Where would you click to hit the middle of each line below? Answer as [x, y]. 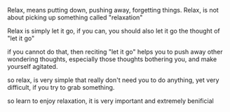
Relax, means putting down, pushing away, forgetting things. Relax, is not [113, 10]
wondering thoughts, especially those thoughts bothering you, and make [112, 59]
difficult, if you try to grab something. [61, 87]
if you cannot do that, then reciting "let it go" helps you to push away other [115, 52]
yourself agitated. [33, 66]
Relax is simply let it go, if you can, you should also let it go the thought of [114, 31]
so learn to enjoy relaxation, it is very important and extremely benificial [110, 101]
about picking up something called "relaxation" [75, 17]
